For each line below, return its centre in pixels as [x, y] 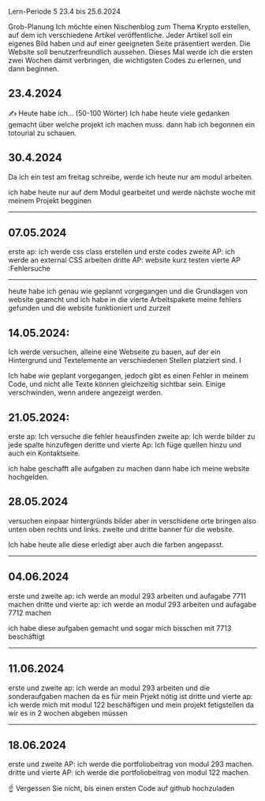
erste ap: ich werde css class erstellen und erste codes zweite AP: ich [121, 251]
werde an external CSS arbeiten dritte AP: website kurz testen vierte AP [124, 260]
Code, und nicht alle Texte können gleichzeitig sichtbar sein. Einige [117, 384]
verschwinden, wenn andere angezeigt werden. [86, 393]
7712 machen [30, 613]
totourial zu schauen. [43, 133]
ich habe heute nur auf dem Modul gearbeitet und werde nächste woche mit [132, 192]
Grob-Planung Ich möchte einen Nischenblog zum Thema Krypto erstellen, [129, 26]
